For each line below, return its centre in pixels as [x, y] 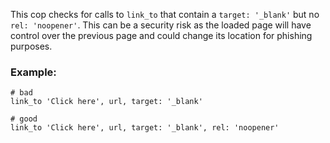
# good [24, 119]
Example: [33, 72]
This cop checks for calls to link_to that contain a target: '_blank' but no [165, 14]
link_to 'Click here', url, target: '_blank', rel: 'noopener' [145, 128]
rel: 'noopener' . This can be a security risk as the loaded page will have [161, 25]
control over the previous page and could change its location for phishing [161, 35]
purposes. [31, 46]
